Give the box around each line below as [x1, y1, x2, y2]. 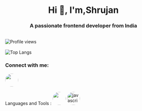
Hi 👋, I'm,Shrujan [48, 4, 119, 16]
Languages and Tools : [5, 100, 52, 106]
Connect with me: [5, 62, 49, 69]
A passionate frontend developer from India [29, 22, 138, 29]
